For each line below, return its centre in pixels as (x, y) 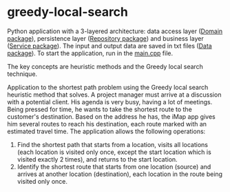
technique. (22, 74)
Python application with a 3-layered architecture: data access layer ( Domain (115, 31)
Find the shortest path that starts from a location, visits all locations (113, 144)
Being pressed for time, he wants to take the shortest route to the (100, 109)
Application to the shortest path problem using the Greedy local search (108, 87)
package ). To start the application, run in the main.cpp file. (90, 53)
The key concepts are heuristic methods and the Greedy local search (105, 66)
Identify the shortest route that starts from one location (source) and (114, 166)
